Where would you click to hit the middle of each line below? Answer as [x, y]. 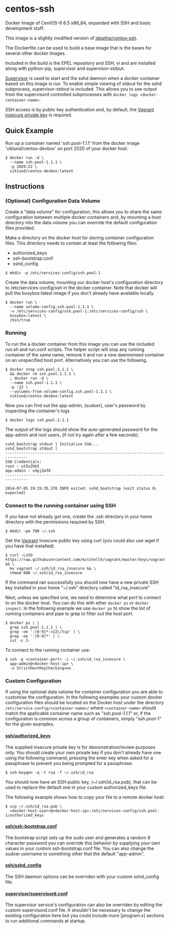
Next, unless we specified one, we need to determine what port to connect [83, 597]
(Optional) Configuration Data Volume [53, 201]
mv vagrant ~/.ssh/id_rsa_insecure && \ [53, 569]
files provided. [20, 228]
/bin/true [20, 320]
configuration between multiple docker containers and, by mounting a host [83, 217]
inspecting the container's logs [37, 411]
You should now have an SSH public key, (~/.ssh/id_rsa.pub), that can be [81, 782]
